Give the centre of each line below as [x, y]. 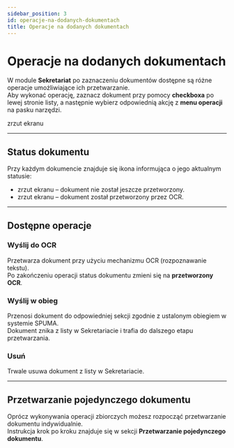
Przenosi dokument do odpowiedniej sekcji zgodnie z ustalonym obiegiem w [117, 316]
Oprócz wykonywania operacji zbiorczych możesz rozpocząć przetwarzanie [117, 417]
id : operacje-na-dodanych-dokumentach [63, 20]
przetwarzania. [29, 338]
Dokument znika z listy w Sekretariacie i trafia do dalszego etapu [100, 331]
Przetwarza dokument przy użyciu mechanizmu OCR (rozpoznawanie [107, 260]
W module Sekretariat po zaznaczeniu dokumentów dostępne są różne [110, 80]
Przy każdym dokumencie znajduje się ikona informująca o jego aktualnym [114, 169]
